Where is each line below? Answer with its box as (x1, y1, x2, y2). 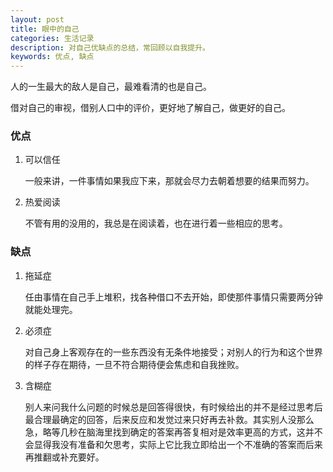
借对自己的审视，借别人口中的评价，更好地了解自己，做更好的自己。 (10, 102, 291, 114)
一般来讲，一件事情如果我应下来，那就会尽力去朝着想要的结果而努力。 (24, 175, 315, 187)
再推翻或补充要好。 (24, 451, 105, 463)
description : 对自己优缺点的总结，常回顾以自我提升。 (10, 42, 211, 53)
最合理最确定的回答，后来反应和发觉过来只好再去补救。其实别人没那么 (24, 413, 315, 425)
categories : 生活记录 (10, 33, 95, 43)
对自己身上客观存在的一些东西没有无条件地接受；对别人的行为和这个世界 (24, 346, 323, 358)
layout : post (10, 14, 65, 25)
